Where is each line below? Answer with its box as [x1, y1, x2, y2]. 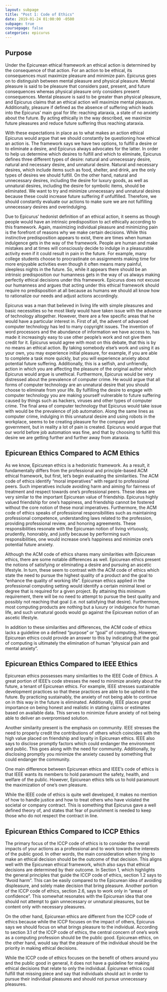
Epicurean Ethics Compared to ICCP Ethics [5, 827, 140, 836]
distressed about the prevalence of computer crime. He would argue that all [5, 376, 161, 382]
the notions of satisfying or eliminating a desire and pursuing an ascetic [5, 562, 152, 568]
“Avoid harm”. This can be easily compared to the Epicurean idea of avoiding [5, 878, 162, 884]
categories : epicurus [5, 30, 50, 35]
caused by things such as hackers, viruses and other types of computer [5, 397, 153, 403]
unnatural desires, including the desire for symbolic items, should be [5, 183, 145, 189]
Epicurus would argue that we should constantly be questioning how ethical [5, 135, 161, 141]
